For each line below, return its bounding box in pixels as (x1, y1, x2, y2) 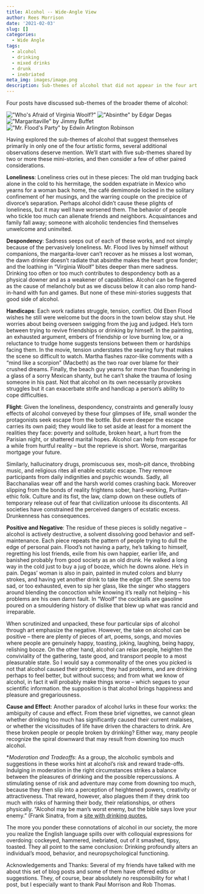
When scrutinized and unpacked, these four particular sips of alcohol (6, 620, 180, 627)
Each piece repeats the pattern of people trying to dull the (41, 537, 187, 544)
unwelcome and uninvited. (6, 225, 73, 232)
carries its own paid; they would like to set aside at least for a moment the (6, 423, 192, 430)
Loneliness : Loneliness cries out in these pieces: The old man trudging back (6, 174, 199, 180)
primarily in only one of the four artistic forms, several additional (6, 143, 167, 149)
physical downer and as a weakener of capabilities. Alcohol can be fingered (6, 276, 197, 283)
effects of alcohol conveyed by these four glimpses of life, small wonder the (6, 410, 197, 417)
